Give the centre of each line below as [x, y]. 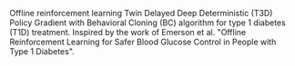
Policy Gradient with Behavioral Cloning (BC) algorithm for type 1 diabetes [148, 23]
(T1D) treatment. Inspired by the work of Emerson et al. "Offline [128, 32]
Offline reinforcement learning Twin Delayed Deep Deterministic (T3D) [141, 13]
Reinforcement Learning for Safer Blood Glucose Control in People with [143, 42]
